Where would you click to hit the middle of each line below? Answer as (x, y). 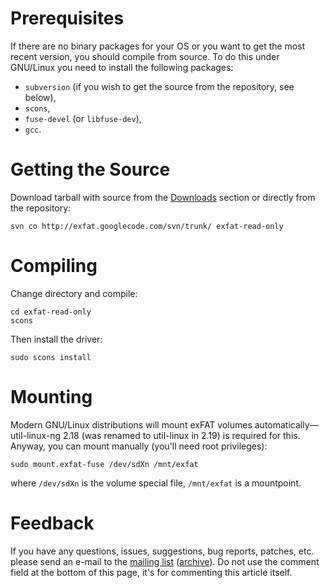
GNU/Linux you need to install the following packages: (122, 67)
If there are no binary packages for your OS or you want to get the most (158, 46)
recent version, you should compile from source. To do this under (145, 56)
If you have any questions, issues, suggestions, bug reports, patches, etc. (162, 551)
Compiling (54, 266)
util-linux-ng (36, 435)
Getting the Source (90, 169)
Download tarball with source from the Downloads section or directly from (163, 197)
